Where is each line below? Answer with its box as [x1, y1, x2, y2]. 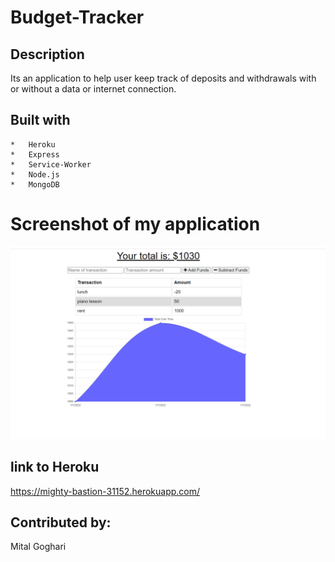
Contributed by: [10, 514, 112, 531]
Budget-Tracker [10, 6, 145, 29]
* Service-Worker [10, 159, 92, 170]
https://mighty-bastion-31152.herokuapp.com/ [10, 485, 201, 497]
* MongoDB [10, 179, 60, 190]
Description [10, 46, 85, 63]
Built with [10, 112, 71, 129]
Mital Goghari [10, 541, 67, 553]
